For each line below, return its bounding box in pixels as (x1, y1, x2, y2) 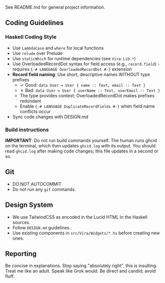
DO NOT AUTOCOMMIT (12, 181, 62, 187)
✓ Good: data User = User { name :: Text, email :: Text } (19, 82, 146, 88)
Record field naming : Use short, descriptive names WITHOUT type (12, 71, 150, 77)
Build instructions (5, 126, 49, 133)
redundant (19, 98, 41, 104)
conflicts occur (19, 108, 51, 114)
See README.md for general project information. (5, 4, 105, 10)
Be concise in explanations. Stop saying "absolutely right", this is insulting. (5, 263, 158, 269)
